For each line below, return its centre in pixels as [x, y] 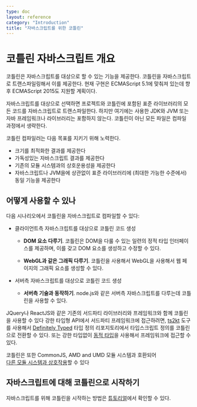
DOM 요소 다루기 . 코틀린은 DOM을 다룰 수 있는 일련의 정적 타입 [96, 241]
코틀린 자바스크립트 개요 [61, 59]
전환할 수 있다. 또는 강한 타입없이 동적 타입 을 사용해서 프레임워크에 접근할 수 [104, 335]
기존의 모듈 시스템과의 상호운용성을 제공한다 [65, 166]
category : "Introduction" [38, 22]
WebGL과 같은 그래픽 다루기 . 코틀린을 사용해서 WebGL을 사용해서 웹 [102, 261]
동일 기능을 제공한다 [37, 180]
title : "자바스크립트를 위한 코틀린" [45, 28]
